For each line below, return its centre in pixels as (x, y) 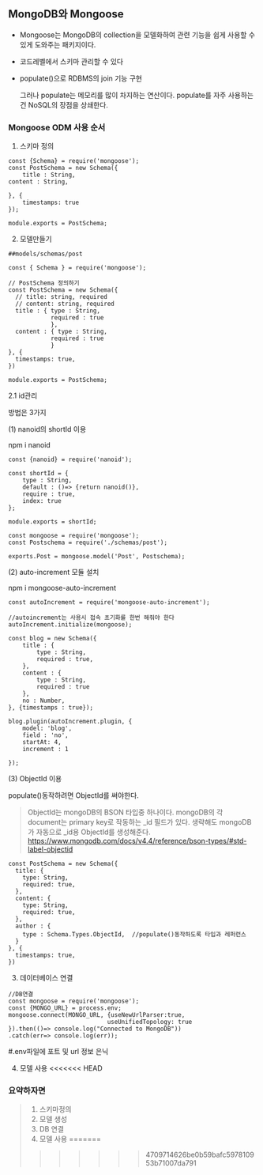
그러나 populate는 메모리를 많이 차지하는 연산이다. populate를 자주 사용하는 (137, 95)
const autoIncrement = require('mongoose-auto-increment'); (109, 603)
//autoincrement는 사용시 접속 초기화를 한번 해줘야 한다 (92, 618)
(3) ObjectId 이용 (35, 779)
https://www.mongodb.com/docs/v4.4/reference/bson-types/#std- (137, 841)
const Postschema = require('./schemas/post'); (88, 543)
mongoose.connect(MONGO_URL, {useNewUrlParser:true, (97, 1015)
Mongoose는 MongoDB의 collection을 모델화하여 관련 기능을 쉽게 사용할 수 (137, 35)
